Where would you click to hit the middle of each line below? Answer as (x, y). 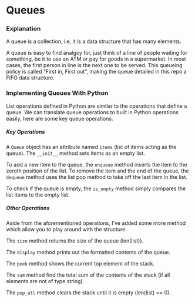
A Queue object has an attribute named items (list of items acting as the (91, 147)
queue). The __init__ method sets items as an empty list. (75, 153)
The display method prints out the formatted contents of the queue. (88, 252)
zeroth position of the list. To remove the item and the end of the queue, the (97, 171)
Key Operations (26, 132)
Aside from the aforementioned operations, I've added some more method (96, 223)
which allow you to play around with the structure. (67, 229)
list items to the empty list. (38, 194)
